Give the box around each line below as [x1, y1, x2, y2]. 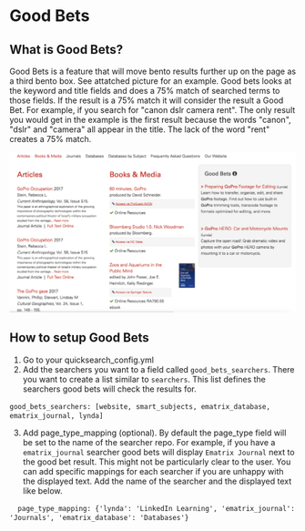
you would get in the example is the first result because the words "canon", [9, 115, 291, 125]
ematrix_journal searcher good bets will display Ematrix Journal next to [22, 446, 295, 457]
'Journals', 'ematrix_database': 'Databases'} [9, 513, 189, 522]
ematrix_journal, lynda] [9, 411, 104, 420]
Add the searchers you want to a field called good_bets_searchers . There [22, 363, 295, 374]
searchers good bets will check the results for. [22, 383, 198, 394]
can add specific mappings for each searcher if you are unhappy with [22, 465, 284, 476]
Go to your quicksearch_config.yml [22, 354, 155, 365]
